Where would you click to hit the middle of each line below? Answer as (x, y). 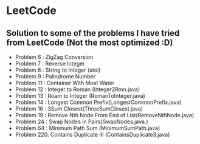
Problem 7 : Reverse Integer (50, 63)
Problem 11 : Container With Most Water (64, 83)
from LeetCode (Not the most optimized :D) (90, 42)
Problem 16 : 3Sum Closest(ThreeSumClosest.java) (79, 109)
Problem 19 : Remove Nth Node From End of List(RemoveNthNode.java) (105, 115)
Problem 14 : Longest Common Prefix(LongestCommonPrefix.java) (98, 102)
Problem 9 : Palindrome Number (55, 76)
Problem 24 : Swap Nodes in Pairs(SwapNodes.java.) (81, 122)
